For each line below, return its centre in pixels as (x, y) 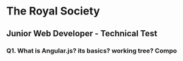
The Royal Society (53, 11)
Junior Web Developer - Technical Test (82, 34)
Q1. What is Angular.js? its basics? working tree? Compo (92, 51)
